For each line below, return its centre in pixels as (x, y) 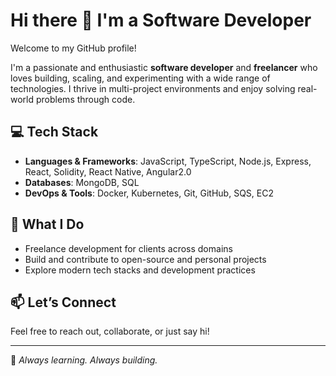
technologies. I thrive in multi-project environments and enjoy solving (153, 88)
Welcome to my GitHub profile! (73, 48)
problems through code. (85, 99)
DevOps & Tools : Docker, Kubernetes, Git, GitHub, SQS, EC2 (149, 193)
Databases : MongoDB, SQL (82, 182)
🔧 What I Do (47, 224)
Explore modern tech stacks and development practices (140, 270)
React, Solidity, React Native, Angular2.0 (108, 171)
